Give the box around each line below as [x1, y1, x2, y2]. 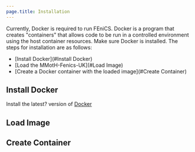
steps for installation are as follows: [6, 44, 93, 51]
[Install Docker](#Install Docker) [14, 55, 93, 62]
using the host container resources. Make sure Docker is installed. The [6, 37, 178, 44]
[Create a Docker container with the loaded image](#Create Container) [14, 67, 187, 75]
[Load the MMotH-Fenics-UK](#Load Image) [14, 62, 123, 69]
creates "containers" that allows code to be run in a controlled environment [6, 31, 189, 38]
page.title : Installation [6, 8, 70, 15]
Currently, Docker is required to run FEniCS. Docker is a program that [6, 25, 174, 32]
